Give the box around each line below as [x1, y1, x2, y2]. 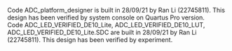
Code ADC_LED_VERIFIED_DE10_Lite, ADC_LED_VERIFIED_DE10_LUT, [7, 21, 205, 29]
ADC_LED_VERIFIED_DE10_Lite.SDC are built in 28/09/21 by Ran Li [7, 28, 197, 36]
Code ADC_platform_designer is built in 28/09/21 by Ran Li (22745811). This [7, 6, 226, 14]
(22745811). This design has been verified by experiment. [7, 36, 173, 44]
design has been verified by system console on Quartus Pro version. [7, 13, 205, 22]
